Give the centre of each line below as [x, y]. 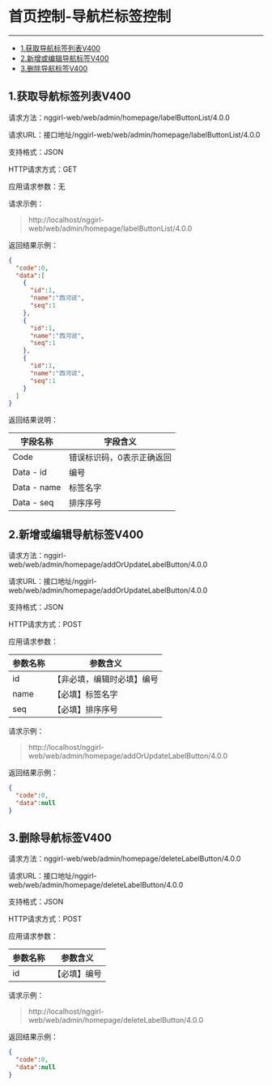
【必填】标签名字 [86, 695]
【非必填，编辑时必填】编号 [106, 679]
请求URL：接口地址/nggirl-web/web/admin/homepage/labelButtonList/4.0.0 [134, 134]
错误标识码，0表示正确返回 [120, 458]
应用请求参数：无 [37, 186]
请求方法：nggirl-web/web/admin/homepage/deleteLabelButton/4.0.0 [125, 858]
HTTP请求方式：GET [43, 169]
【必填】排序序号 [86, 709]
